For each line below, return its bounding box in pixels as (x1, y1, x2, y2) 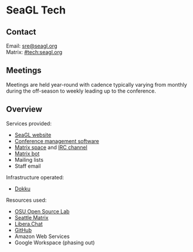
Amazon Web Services (14, 233, 70, 240)
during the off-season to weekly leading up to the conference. (6, 87, 157, 94)
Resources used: (6, 196, 47, 203)
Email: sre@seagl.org (6, 42, 57, 49)
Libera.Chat (14, 220, 43, 227)
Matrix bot (14, 150, 40, 157)
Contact (6, 27, 36, 37)
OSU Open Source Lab (14, 207, 70, 214)
